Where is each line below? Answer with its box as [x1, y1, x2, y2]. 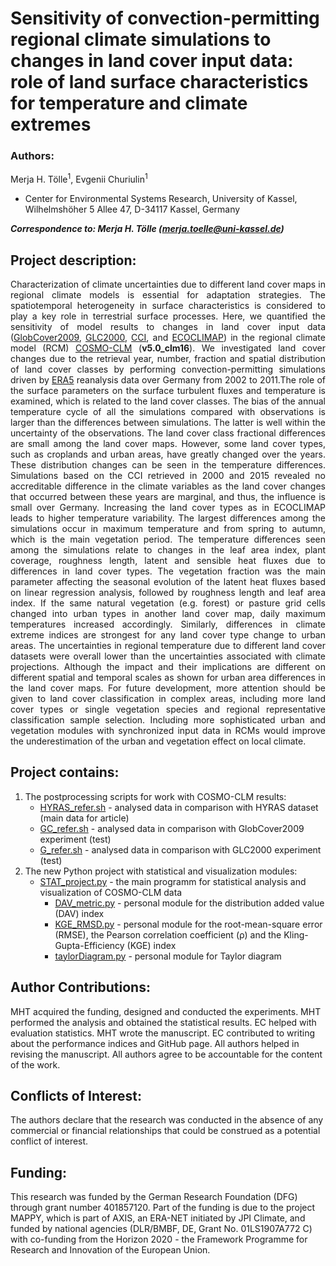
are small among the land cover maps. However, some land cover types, [10, 437, 326, 449]
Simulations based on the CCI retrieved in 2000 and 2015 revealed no [10, 469, 326, 481]
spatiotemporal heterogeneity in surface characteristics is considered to [10, 299, 326, 311]
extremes [10, 113, 92, 136]
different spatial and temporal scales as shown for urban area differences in [10, 671, 326, 683]
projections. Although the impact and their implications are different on [10, 660, 326, 672]
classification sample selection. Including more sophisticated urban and [10, 713, 326, 726]
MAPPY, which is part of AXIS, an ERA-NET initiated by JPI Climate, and [10, 1212, 306, 1224]
